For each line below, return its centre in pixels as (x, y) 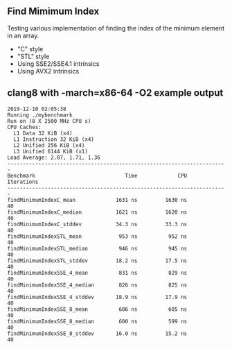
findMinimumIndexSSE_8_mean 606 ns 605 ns (97, 309)
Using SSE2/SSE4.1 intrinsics (58, 63)
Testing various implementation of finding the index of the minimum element (116, 28)
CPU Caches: (24, 127)
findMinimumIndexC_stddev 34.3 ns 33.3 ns (97, 224)
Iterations (23, 182)
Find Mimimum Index (53, 11)
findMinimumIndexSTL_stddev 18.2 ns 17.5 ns (97, 261)
